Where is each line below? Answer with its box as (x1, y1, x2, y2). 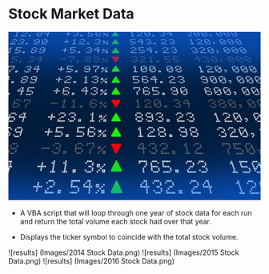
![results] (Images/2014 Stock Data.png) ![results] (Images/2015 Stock (8, 248, 239, 257)
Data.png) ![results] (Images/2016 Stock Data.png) (8, 256, 175, 266)
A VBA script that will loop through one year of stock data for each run (19, 208, 252, 218)
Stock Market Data (8, 5, 134, 23)
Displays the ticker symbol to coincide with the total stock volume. (19, 232, 239, 242)
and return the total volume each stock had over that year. (19, 217, 212, 227)
